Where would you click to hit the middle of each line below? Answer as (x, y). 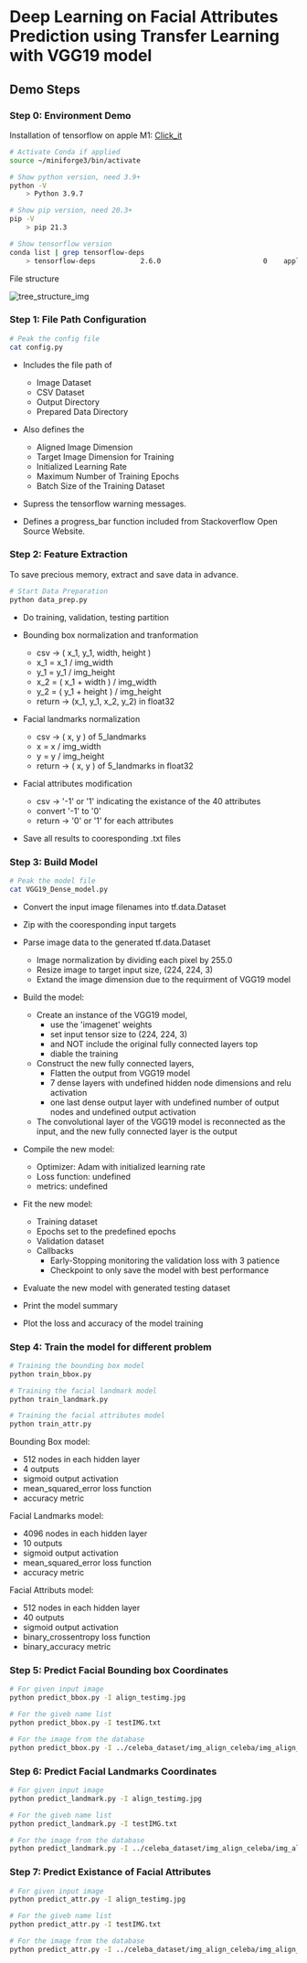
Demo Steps (45, 89)
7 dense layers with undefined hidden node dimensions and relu (171, 1082)
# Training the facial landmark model (83, 1391)
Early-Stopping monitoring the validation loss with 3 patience (165, 1260)
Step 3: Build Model (54, 862)
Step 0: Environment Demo (70, 115)
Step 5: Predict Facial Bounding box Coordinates (119, 1671)
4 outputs (41, 1470)
